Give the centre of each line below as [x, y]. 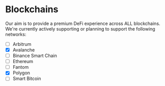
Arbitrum [22, 44]
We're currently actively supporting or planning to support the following [80, 28]
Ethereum [23, 62]
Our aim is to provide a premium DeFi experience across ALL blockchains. [83, 23]
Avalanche [24, 50]
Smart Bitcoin [27, 79]
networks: [16, 34]
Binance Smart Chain [35, 56]
